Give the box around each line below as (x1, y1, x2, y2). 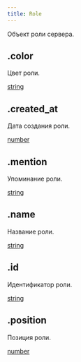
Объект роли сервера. (7, 30, 75, 38)
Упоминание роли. (7, 174, 63, 183)
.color (7, 50, 34, 62)
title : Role (7, 10, 42, 18)
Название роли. (7, 227, 54, 236)
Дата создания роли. (7, 121, 70, 131)
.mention (7, 156, 47, 168)
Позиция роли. (7, 333, 51, 342)
